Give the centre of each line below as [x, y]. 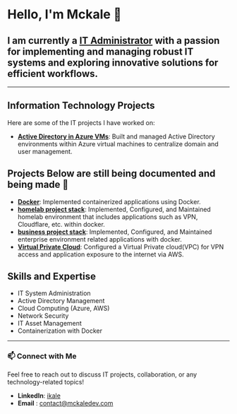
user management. [45, 151]
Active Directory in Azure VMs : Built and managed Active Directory [116, 136]
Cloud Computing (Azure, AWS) [63, 308]
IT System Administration [54, 293]
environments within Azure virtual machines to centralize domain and [118, 143]
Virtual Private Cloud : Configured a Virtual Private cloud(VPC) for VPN [121, 247]
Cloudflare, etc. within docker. [61, 224]
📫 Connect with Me [42, 356]
